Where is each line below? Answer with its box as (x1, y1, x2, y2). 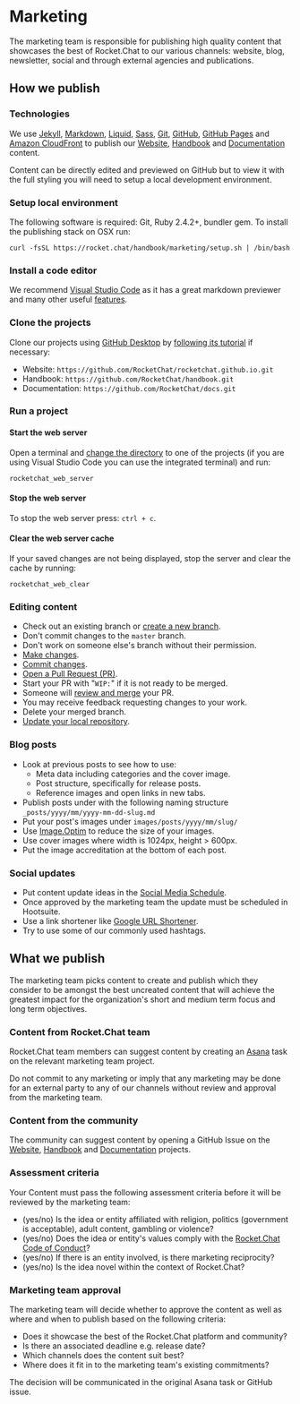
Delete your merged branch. (21, 706, 127, 717)
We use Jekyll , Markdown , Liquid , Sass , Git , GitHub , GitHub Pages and (9, 128, 270, 139)
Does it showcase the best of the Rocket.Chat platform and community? (21, 1331, 288, 1341)
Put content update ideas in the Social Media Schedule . (21, 886, 227, 897)
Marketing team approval (9, 1283, 122, 1296)
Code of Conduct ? (21, 1242, 91, 1253)
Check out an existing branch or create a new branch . (21, 621, 221, 632)
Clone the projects (9, 316, 91, 329)
